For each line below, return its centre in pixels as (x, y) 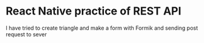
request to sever (26, 34)
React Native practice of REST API (93, 11)
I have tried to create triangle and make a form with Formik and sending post (102, 28)
